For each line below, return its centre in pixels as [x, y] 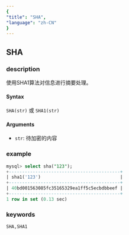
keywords [21, 214]
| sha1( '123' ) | [64, 177]
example [19, 154]
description [23, 69]
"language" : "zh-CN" [32, 22]
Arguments [20, 124]
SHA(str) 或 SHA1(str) [33, 111]
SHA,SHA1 [17, 227]
